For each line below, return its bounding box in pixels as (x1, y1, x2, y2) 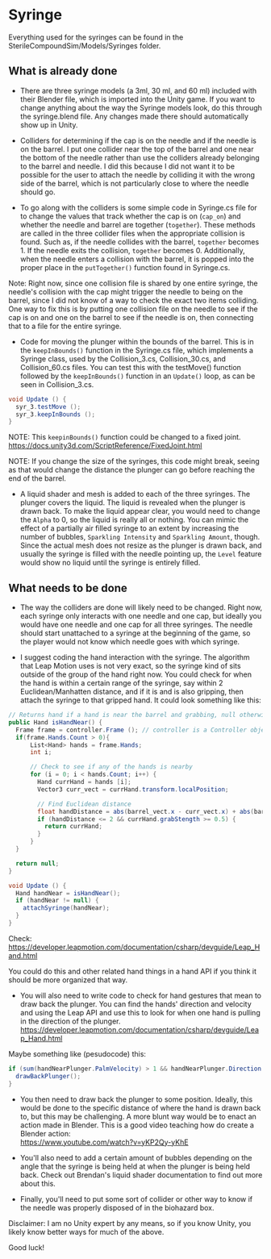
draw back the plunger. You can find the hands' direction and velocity (19, 998, 252, 1009)
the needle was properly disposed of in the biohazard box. (19, 1203, 215, 1212)
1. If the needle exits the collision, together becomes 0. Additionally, (19, 245, 245, 255)
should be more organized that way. (8, 974, 128, 985)
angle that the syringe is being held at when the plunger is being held (19, 1161, 251, 1171)
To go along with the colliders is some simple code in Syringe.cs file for (19, 202, 258, 212)
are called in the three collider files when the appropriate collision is (19, 228, 245, 238)
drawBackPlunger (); (15, 1072, 81, 1080)
